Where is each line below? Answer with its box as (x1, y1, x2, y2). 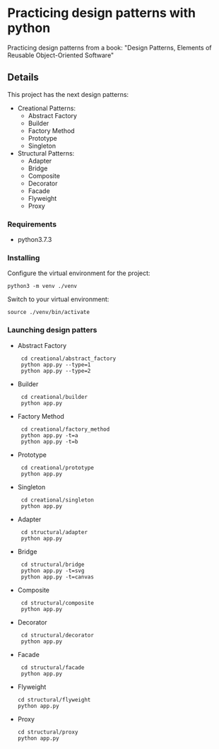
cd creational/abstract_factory (20, 355, 117, 362)
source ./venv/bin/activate (7, 309, 90, 316)
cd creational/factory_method (20, 426, 110, 433)
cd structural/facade (20, 663, 85, 671)
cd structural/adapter (20, 528, 88, 535)
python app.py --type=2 (20, 367, 91, 374)
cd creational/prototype (20, 464, 94, 471)
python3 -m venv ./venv (7, 283, 78, 290)
